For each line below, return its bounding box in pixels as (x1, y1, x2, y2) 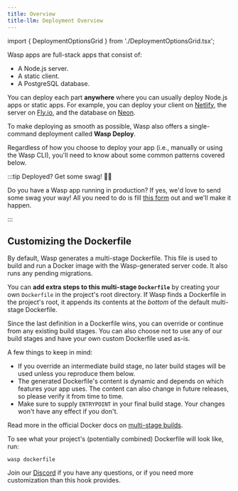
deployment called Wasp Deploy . (38, 129, 136, 138)
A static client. (17, 72, 60, 80)
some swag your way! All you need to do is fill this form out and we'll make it (7, 193, 232, 202)
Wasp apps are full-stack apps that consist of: (7, 50, 142, 59)
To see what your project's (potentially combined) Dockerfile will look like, (7, 435, 224, 443)
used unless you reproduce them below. (17, 369, 136, 378)
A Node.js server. (17, 64, 69, 72)
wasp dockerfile (7, 456, 55, 463)
